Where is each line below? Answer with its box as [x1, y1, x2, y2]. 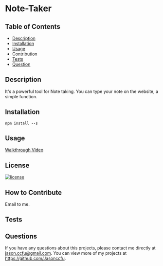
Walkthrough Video [5, 147, 44, 153]
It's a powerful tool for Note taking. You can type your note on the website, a [5, 89, 159, 94]
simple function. [5, 93, 37, 99]
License [5, 161, 30, 169]
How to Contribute [5, 188, 62, 197]
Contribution [12, 51, 37, 57]
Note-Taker [5, 3, 52, 14]
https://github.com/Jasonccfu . [5, 255, 66, 262]
